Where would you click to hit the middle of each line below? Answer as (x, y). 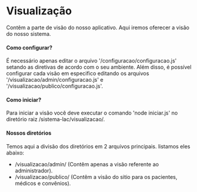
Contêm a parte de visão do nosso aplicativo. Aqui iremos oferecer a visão (98, 27)
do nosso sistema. (29, 33)
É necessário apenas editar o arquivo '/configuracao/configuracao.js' (92, 61)
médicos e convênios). (43, 183)
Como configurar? (29, 47)
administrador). (34, 171)
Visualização (39, 11)
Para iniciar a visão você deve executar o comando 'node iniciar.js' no (92, 113)
